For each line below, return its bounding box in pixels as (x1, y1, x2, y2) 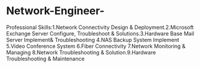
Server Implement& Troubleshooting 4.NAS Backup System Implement (6, 36, 179, 43)
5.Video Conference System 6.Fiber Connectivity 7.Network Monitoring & (6, 43, 186, 50)
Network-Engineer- (6, 4, 104, 18)
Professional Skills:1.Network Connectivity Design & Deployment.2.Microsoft (6, 24, 194, 31)
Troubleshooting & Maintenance (6, 55, 85, 62)
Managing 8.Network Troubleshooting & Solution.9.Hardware (6, 48, 156, 56)
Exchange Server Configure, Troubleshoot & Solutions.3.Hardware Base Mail (6, 30, 195, 37)
